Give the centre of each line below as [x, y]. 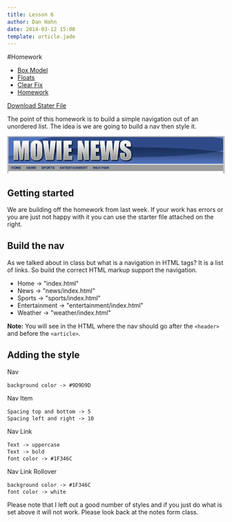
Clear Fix [30, 85]
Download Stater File [37, 106]
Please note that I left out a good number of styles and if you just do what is [115, 505]
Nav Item [20, 398]
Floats [26, 78]
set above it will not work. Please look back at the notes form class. [103, 512]
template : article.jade [41, 37]
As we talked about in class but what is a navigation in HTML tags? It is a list [115, 262]
